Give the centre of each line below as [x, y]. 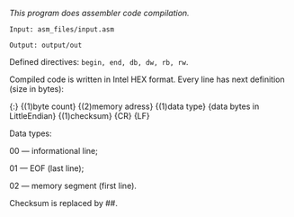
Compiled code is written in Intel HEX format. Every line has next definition [147, 79]
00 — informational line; [54, 151]
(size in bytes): [37, 89]
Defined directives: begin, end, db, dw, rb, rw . [99, 62]
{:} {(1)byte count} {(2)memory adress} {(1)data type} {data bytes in [134, 106]
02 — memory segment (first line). [73, 185]
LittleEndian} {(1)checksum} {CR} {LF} [80, 116]
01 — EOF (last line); [47, 168]
